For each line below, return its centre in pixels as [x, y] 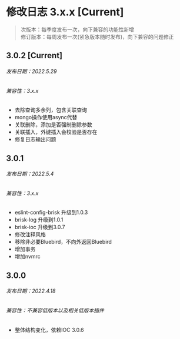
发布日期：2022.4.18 [31, 291]
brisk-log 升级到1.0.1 [39, 220]
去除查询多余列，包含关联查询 [51, 110]
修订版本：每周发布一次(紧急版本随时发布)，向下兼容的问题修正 [97, 36]
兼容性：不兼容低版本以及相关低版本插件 [55, 310]
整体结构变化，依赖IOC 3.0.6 [49, 330]
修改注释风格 [30, 234]
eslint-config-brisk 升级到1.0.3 [51, 213]
